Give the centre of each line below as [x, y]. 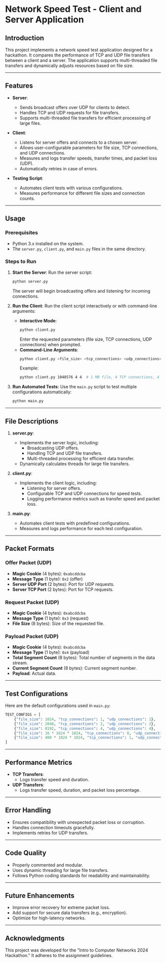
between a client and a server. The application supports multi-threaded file [81, 60]
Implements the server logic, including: [59, 442]
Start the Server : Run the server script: [52, 272]
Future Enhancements [40, 896]
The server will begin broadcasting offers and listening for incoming [81, 291]
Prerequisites [21, 233]
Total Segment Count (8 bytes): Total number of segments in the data [83, 658]
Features [19, 86]
